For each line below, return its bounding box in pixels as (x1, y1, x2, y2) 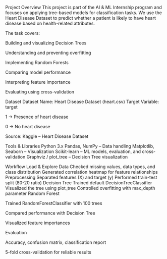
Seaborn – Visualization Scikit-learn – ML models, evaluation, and (5, 148, 141, 154)
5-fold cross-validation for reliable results (5, 249, 92, 255)
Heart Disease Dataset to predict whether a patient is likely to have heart (5, 15, 156, 21)
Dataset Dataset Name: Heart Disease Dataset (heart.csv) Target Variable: (5, 98, 159, 105)
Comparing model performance (5, 69, 71, 75)
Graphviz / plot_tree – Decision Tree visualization (26, 154, 128, 160)
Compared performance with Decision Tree (5, 210, 95, 216)
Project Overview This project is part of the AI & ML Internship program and (5, 5, 162, 10)
